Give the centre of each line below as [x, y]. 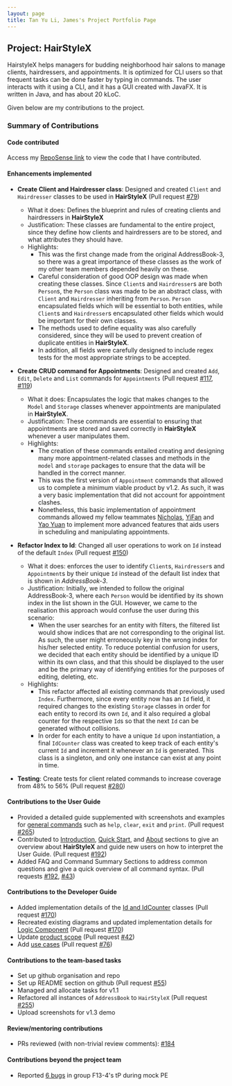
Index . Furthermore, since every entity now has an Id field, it [124, 699]
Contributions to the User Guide [54, 801]
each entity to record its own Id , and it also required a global [124, 713]
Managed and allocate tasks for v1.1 [68, 990]
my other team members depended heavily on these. [113, 269]
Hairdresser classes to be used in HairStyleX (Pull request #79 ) [108, 196]
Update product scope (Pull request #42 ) [76, 937]
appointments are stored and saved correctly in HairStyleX [112, 428]
